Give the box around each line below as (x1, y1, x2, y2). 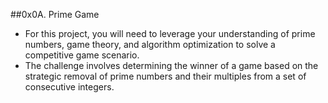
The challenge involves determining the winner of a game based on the (24, 60, 319, 71)
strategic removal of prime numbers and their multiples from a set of (24, 70, 307, 82)
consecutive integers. (24, 81, 115, 93)
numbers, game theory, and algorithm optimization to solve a (24, 39, 276, 50)
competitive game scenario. (24, 49, 140, 61)
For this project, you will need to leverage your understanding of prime (24, 28, 316, 39)
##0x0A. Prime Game (10, 9, 100, 20)
